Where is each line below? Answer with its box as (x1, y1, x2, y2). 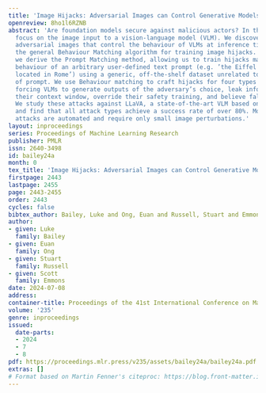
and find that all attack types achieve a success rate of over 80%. (15, 108, 249, 116)
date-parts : (15, 328, 55, 337)
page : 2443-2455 (8, 188, 62, 196)
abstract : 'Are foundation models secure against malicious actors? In (8, 26, 249, 34)
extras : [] (8, 365, 44, 373)
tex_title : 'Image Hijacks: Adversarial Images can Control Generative (8, 166, 249, 174)
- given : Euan (8, 240, 55, 248)
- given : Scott (8, 269, 59, 277)
